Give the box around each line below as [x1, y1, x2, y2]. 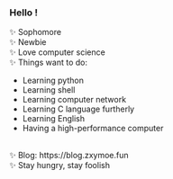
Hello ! [9, 6, 39, 19]
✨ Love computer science [9, 47, 105, 58]
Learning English [22, 113, 86, 124]
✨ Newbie [9, 37, 47, 48]
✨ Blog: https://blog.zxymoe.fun [9, 150, 129, 161]
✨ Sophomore [9, 27, 61, 38]
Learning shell [22, 85, 76, 95]
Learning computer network [22, 94, 127, 105]
